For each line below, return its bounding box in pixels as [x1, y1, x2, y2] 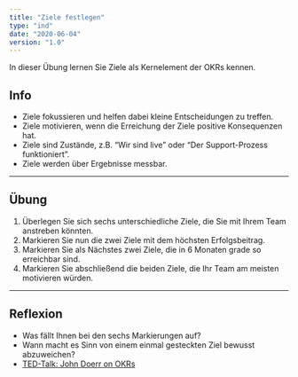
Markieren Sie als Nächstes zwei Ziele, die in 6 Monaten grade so [21, 244, 262, 255]
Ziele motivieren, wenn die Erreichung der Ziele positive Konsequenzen [21, 121, 283, 131]
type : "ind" [9, 21, 53, 30]
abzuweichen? [21, 349, 75, 359]
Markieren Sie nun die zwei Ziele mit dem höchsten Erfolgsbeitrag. [21, 234, 266, 245]
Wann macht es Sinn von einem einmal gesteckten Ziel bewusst [21, 339, 255, 350]
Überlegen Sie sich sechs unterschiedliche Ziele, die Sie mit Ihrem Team [21, 216, 286, 226]
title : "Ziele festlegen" [9, 12, 105, 22]
